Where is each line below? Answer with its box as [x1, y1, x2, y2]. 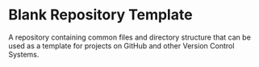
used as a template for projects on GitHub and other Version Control [8, 40, 235, 50]
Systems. [8, 49, 40, 59]
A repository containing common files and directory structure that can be [8, 32, 252, 42]
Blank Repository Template [8, 6, 193, 24]
